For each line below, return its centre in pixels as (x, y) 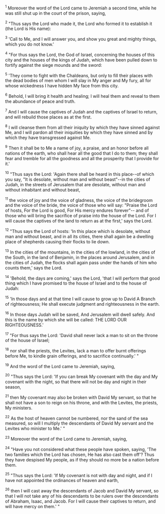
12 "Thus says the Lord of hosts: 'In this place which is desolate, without (78, 231)
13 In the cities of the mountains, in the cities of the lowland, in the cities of (80, 252)
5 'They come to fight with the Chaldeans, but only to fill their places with (79, 75)
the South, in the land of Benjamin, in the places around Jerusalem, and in (80, 257)
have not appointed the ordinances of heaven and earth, (62, 481)
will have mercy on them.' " (32, 507)
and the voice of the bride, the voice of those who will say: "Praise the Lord (81, 205)
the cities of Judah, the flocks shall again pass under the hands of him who (81, 262)
